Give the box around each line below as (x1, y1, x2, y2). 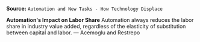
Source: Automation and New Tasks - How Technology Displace (6, 5, 163, 12)
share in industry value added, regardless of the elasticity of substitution (6, 23, 186, 30)
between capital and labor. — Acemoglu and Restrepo (6, 29, 140, 36)
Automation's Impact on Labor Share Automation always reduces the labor (6, 17, 194, 23)
